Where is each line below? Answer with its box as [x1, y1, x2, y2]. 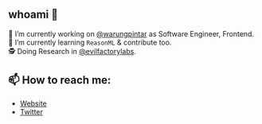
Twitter [19, 107, 44, 116]
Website [19, 99, 48, 108]
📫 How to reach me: [8, 73, 111, 87]
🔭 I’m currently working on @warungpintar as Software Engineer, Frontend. [8, 29, 255, 38]
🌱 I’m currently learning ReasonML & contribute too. [8, 37, 172, 47]
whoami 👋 [8, 8, 58, 21]
